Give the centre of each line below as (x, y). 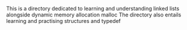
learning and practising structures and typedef (64, 21)
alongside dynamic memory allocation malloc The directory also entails (94, 15)
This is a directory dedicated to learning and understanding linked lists (93, 9)
